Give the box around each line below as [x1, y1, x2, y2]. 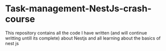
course [5, 13, 35, 25]
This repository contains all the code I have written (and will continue [5, 30, 147, 36]
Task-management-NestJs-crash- [5, 3, 151, 14]
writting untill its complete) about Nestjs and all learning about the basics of [5, 35, 161, 41]
